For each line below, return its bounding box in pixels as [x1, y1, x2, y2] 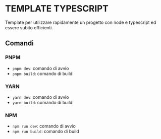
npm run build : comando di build [12, 129, 79, 135]
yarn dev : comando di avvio [12, 94, 69, 100]
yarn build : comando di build [12, 99, 73, 105]
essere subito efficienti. [5, 24, 53, 30]
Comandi [5, 39, 34, 48]
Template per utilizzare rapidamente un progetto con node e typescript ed [5, 19, 157, 25]
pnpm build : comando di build [12, 70, 73, 76]
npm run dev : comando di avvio [12, 123, 76, 129]
